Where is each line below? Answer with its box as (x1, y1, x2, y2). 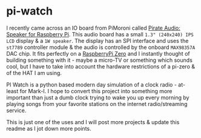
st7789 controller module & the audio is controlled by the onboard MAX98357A (6, 44, 196, 51)
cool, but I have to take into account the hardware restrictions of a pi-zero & (6, 62, 196, 70)
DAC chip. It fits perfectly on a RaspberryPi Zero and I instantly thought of (6, 50, 190, 57)
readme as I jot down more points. (6, 125, 91, 132)
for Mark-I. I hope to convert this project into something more (19, 87, 173, 94)
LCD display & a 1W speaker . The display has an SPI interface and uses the (6, 37, 189, 44)
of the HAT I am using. (6, 69, 62, 76)
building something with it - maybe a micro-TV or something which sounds (6, 56, 193, 64)
